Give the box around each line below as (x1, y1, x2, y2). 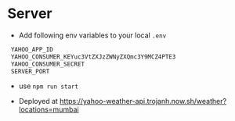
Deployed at (18, 97, 58, 106)
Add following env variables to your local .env (18, 30, 167, 40)
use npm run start (18, 81, 79, 91)
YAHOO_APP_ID (10, 45, 54, 53)
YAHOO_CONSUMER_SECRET (10, 60, 85, 68)
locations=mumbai (18, 105, 79, 114)
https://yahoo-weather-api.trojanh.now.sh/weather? (59, 97, 227, 106)
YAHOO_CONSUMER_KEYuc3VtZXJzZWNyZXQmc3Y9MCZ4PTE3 (10, 52, 176, 61)
